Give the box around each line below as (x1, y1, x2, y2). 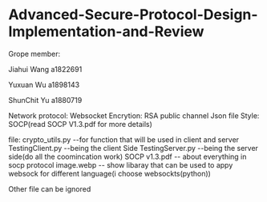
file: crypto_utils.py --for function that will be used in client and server (8, 134, 239, 145)
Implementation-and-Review (8, 22, 204, 41)
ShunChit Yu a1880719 (8, 95, 83, 105)
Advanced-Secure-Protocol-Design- (8, 6, 258, 24)
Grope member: (8, 49, 61, 58)
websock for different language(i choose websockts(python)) (8, 168, 211, 178)
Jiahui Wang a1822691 (8, 64, 83, 73)
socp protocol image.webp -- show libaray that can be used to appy (8, 160, 233, 169)
